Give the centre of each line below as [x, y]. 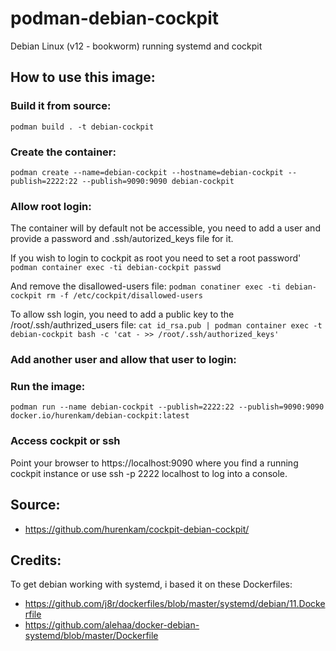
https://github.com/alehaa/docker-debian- [112, 625]
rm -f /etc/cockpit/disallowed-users [124, 296]
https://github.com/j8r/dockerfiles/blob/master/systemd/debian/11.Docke [175, 604]
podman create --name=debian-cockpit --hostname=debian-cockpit [147, 172]
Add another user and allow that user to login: [123, 360]
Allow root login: [51, 206]
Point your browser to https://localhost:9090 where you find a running [154, 463]
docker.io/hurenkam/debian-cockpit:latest [100, 416]
